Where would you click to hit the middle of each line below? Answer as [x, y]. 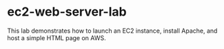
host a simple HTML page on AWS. [57, 37]
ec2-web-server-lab [67, 12]
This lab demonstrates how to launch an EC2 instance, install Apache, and [112, 31]
